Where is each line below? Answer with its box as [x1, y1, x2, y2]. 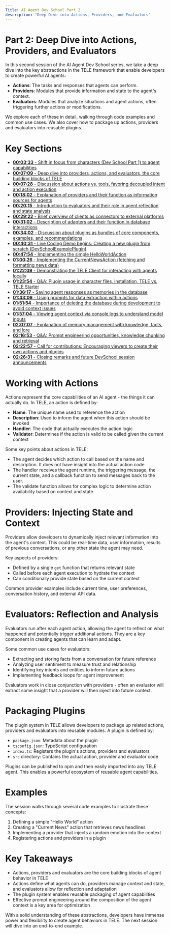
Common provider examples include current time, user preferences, [5, 585, 147, 591]
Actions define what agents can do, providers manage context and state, [12, 881, 165, 886]
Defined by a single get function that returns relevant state [12, 564, 135, 571]
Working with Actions [5, 377, 98, 389]
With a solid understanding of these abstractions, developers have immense [5, 912, 164, 918]
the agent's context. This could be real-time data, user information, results [5, 540, 161, 546]
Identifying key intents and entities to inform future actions [12, 667, 135, 673]
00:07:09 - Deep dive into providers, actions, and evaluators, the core [12, 170, 160, 176]
